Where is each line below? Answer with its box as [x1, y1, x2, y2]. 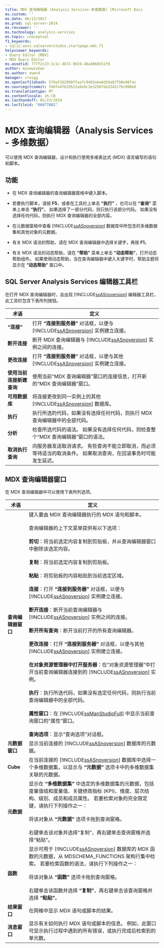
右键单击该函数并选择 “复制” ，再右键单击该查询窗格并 [28, 887, 153, 894]
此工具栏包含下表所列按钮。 [5, 297, 61, 303]
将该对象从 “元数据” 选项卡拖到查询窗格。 [28, 816, 125, 823]
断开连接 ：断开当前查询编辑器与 [28, 606, 102, 613]
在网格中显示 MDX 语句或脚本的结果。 [28, 907, 116, 914]
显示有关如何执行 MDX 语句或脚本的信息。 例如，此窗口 [28, 920, 157, 927]
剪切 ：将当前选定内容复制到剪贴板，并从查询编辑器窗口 [28, 538, 156, 545]
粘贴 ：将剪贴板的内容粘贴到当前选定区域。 [28, 572, 127, 579]
